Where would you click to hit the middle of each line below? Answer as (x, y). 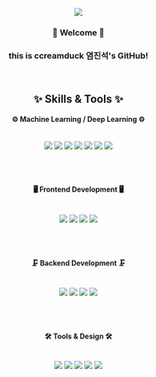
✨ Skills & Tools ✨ (78, 99)
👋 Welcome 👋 (78, 32)
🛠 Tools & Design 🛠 (78, 336)
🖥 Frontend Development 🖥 (78, 189)
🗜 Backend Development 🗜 (78, 263)
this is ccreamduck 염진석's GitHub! (78, 55)
